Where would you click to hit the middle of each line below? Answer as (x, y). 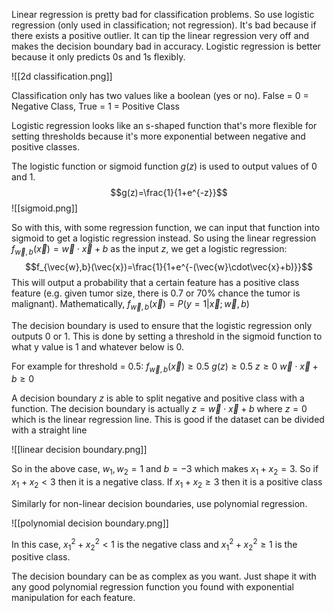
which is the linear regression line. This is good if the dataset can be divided (168, 420)
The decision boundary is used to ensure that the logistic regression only (162, 325)
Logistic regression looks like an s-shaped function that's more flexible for (164, 125)
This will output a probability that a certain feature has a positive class (155, 282)
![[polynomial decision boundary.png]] (90, 523)
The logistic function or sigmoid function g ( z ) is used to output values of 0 (164, 166)
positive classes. (46, 147)
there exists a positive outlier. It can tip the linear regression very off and (160, 35)
